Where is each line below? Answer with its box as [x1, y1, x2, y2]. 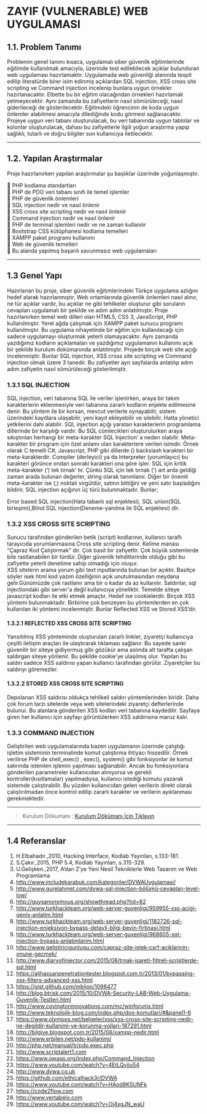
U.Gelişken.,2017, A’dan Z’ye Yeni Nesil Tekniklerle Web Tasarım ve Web [15, 865, 198, 873]
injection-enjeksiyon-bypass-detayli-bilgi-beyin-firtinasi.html [15, 924, 171, 932]
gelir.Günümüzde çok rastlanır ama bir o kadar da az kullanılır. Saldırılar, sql [7, 579, 197, 587]
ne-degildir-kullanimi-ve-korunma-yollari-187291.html [15, 1022, 152, 1029]
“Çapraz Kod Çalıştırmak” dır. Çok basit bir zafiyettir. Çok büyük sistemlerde [7, 547, 199, 554]
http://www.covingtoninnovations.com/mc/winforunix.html [15, 1002, 164, 1010]
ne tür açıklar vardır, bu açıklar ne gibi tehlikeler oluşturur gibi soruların [7, 300, 186, 307]
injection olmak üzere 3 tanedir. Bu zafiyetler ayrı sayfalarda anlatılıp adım [7, 358, 193, 366]
